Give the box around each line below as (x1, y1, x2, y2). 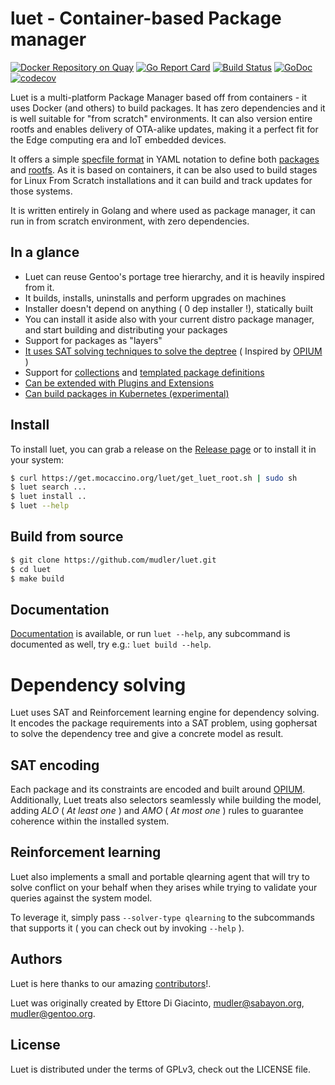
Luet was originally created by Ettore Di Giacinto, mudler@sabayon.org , (10, 997, 305, 1009)
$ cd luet (10, 564, 52, 574)
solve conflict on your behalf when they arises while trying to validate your (10, 881, 318, 893)
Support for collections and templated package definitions (24, 366, 265, 378)
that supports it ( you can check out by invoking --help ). (10, 922, 245, 934)
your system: (10, 453, 65, 466)
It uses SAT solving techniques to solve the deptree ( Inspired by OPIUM (24, 345, 323, 357)
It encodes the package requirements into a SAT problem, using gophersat (10, 717, 318, 729)
